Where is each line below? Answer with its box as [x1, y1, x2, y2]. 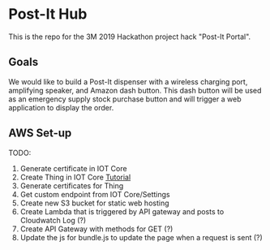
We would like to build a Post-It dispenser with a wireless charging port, [8, 76, 248, 86]
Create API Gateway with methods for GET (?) [19, 224, 174, 234]
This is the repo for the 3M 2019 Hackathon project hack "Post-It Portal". [8, 32, 251, 41]
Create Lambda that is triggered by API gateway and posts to [19, 206, 225, 216]
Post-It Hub [8, 5, 88, 24]
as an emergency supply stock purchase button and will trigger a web [8, 94, 242, 104]
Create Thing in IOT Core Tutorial [19, 172, 131, 182]
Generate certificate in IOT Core [19, 163, 127, 173]
